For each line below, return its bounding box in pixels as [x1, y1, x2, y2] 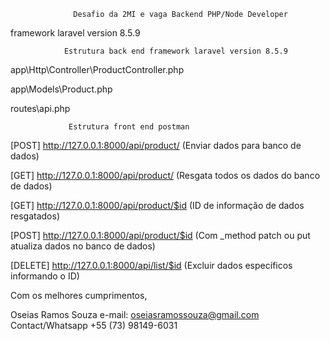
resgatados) [10, 210, 61, 222]
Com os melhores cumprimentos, [10, 290, 148, 301]
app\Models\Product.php [10, 83, 113, 95]
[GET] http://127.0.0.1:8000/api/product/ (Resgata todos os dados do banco [10, 170, 321, 181]
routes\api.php [10, 103, 71, 114]
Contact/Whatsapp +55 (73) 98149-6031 [10, 320, 178, 331]
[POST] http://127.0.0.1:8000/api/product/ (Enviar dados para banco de [10, 140, 302, 151]
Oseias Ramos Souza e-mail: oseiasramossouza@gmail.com [10, 309, 260, 320]
